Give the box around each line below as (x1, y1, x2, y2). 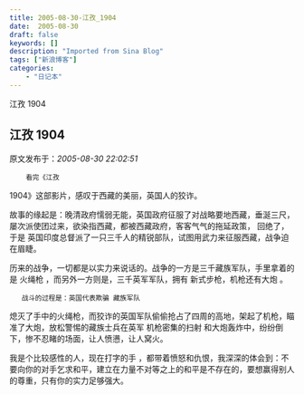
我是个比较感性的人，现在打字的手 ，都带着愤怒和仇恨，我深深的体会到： (9, 352, 281, 363)
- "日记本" (25, 72, 62, 82)
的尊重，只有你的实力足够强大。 (9, 375, 128, 386)
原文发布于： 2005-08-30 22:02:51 (9, 153, 138, 164)
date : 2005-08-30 (9, 22, 79, 31)
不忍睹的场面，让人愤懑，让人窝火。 (33, 332, 168, 344)
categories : (9, 64, 54, 73)
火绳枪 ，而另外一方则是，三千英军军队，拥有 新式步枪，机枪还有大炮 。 (19, 274, 288, 284)
